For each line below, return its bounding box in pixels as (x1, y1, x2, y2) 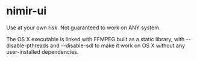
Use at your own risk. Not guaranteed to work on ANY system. (6, 24, 161, 31)
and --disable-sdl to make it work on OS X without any (50, 42, 186, 49)
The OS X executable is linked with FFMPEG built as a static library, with (6, 35, 185, 42)
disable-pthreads (6, 42, 49, 49)
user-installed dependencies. (6, 48, 79, 55)
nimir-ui (6, 4, 47, 18)
